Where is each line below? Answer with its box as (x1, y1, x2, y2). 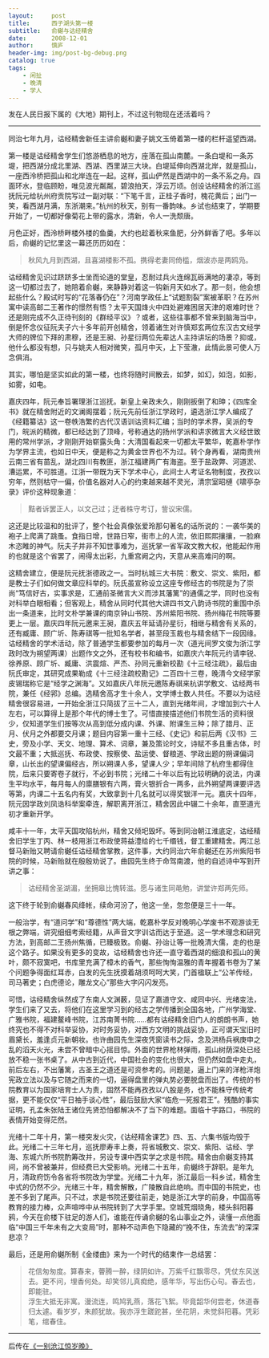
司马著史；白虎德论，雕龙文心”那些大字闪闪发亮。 (8, 978, 174, 987)
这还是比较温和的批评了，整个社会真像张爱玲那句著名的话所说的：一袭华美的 (8, 521, 261, 531)
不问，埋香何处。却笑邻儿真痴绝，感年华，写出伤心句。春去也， (49, 1277, 260, 1287)
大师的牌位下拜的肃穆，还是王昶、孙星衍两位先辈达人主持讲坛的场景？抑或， (8, 332, 261, 342)
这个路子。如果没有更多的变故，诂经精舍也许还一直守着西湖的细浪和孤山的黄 (8, 948, 261, 958)
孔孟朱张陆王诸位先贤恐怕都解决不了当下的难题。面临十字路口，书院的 (29, 1105, 261, 1115)
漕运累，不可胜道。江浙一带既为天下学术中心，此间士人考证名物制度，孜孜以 (8, 467, 261, 477)
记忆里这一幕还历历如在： (42, 238, 128, 248)
